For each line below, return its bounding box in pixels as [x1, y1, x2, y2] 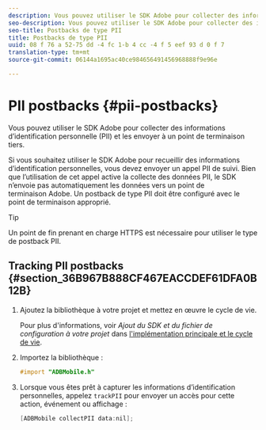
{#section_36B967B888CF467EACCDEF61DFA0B [8, 272, 257, 285]
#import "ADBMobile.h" [19, 367, 95, 376]
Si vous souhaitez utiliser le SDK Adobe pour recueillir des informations [8, 155, 240, 165]
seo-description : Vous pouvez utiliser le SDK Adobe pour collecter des [8, 19, 253, 27]
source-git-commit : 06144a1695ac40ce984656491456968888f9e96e [8, 56, 218, 64]
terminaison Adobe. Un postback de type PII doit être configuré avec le [8, 188, 240, 198]
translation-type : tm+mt [8, 48, 90, 56]
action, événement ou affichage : [19, 399, 128, 409]
